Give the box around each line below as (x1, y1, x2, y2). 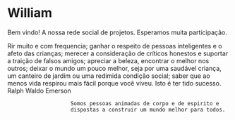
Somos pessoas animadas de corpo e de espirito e (70, 100, 219, 107)
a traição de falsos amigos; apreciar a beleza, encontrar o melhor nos (7, 56, 210, 65)
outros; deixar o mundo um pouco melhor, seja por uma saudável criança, (7, 64, 222, 72)
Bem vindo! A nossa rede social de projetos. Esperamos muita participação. (7, 28, 227, 36)
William (7, 5, 53, 21)
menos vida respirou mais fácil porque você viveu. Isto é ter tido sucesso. (7, 79, 222, 87)
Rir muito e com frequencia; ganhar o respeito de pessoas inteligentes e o (7, 41, 222, 50)
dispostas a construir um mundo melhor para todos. (70, 106, 226, 113)
